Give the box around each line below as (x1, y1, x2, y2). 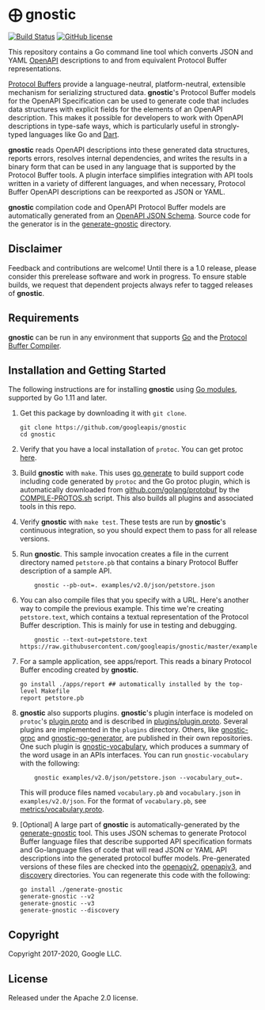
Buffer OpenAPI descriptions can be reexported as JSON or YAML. (8, 187, 225, 196)
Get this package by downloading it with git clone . (19, 408, 187, 418)
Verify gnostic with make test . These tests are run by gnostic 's (19, 517, 227, 527)
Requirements (8, 311, 79, 325)
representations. (8, 63, 62, 73)
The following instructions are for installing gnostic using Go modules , (8, 385, 237, 394)
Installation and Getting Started (8, 363, 166, 377)
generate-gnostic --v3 (19, 900, 95, 908)
